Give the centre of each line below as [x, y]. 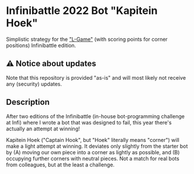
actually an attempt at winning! [43, 129]
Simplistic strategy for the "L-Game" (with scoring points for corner [87, 39]
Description [28, 102]
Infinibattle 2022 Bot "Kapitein [82, 11]
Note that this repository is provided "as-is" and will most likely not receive [96, 77]
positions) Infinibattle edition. [41, 45]
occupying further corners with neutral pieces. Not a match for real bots [93, 158]
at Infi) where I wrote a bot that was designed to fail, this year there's [89, 122]
